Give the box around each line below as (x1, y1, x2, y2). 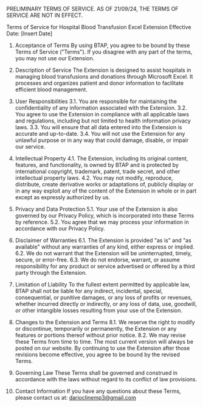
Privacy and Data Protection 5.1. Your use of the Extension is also (15, 205, 178, 213)
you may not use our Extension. (15, 55, 95, 62)
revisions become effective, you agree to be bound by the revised (15, 351, 181, 358)
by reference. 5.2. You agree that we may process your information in (15, 219, 190, 225)
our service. (15, 143, 46, 150)
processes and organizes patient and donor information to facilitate (15, 79, 184, 87)
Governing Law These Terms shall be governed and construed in (15, 369, 178, 377)
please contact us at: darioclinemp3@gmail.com (15, 394, 137, 401)
